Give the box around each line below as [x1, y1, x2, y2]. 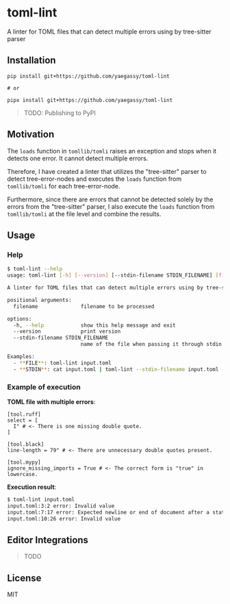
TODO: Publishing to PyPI [23, 108, 96, 117]
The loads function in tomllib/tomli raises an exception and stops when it [7, 147, 217, 155]
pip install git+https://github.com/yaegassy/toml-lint [7, 73, 170, 79]
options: [7, 315, 32, 323]
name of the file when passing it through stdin [80, 341, 222, 348]
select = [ [7, 416, 38, 424]
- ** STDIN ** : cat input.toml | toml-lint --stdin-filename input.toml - [13, 366, 225, 373]
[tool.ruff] [7, 411, 41, 418]
